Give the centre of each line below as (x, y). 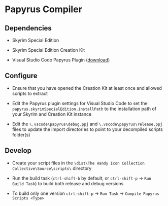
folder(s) (21, 134)
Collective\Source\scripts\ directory (52, 168)
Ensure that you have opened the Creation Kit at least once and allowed (87, 88)
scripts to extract (30, 93)
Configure (21, 76)
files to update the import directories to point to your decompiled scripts (87, 129)
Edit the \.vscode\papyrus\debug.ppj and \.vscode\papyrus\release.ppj (87, 124)
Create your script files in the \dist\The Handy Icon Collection (78, 163)
